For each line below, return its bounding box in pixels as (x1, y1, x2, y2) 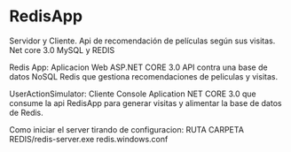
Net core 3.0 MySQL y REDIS (9, 44, 115, 55)
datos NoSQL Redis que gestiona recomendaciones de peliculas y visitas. (9, 71, 278, 81)
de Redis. (9, 107, 44, 118)
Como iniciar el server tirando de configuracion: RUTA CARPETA (9, 124, 244, 134)
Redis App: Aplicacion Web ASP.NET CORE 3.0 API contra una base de (9, 62, 268, 72)
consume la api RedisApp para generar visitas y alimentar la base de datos (9, 97, 282, 108)
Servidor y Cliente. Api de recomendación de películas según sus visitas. (9, 35, 276, 46)
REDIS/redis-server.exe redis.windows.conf (9, 133, 169, 144)
